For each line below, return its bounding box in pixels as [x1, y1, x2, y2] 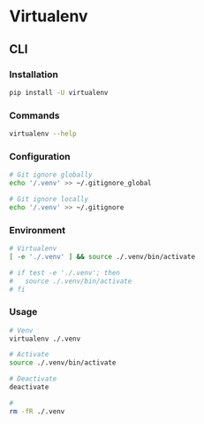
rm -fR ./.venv [9, 406, 65, 416]
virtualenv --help [9, 130, 77, 138]
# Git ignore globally [9, 170, 93, 179]
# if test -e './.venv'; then [9, 268, 121, 277]
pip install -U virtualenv [9, 88, 109, 97]
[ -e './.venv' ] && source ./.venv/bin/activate [9, 252, 196, 261]
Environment [9, 224, 66, 236]
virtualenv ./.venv [9, 334, 81, 343]
